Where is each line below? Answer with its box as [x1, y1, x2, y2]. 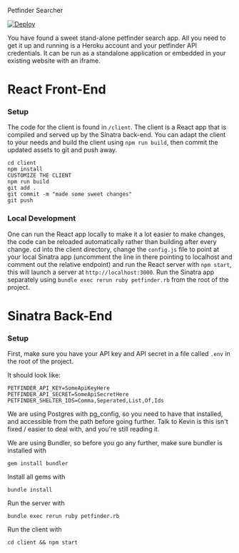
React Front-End [7, 81, 106, 98]
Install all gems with [7, 472, 66, 481]
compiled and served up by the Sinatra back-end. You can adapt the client [7, 131, 226, 139]
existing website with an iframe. [7, 56, 101, 65]
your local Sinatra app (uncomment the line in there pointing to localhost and [7, 253, 233, 261]
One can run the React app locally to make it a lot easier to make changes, [7, 230, 226, 238]
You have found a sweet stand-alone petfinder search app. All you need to [7, 34, 226, 42]
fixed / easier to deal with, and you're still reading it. [7, 425, 160, 434]
